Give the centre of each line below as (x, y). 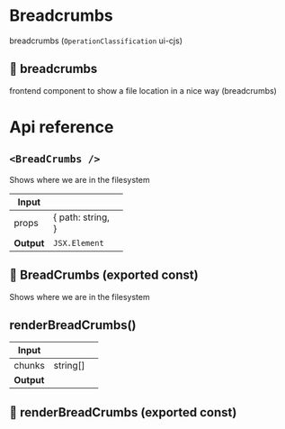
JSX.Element (79, 243)
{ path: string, (82, 217)
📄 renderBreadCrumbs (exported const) (123, 412)
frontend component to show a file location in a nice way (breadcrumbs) (143, 90)
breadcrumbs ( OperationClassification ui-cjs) (96, 41)
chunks (29, 366)
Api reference (62, 127)
